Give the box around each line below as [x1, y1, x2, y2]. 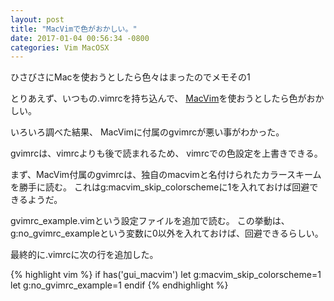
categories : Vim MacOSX [10, 42, 110, 53]
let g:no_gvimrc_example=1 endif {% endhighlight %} [10, 279, 229, 291]
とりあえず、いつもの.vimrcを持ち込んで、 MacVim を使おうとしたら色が [10, 92, 307, 105]
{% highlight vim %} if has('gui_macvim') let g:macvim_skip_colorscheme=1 [10, 269, 322, 281]
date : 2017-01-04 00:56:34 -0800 [10, 33, 150, 43]
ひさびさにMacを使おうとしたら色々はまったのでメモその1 [10, 71, 251, 83]
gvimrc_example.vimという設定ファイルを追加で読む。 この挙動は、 [10, 215, 290, 227]
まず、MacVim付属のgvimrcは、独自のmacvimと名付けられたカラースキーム [10, 169, 322, 181]
